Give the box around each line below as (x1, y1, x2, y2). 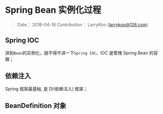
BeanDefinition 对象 (5, 101, 66, 110)
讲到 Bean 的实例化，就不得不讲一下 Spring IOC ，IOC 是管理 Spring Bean (5, 50, 148, 56)
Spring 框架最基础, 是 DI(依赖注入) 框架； (5, 85, 88, 91)
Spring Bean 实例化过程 (5, 4, 102, 16)
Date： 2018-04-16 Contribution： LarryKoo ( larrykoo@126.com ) (17, 22, 149, 28)
